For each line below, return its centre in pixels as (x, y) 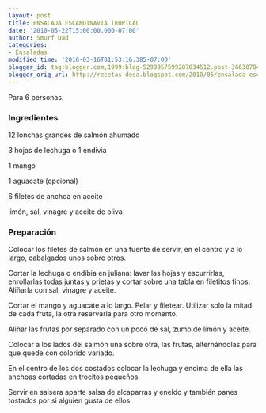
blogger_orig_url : (38, 75)
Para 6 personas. (36, 97)
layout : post (30, 15)
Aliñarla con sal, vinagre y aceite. (62, 290)
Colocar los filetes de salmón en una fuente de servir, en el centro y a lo (125, 250)
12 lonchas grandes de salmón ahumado (74, 135)
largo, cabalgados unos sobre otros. (67, 258)
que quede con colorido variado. (61, 353)
